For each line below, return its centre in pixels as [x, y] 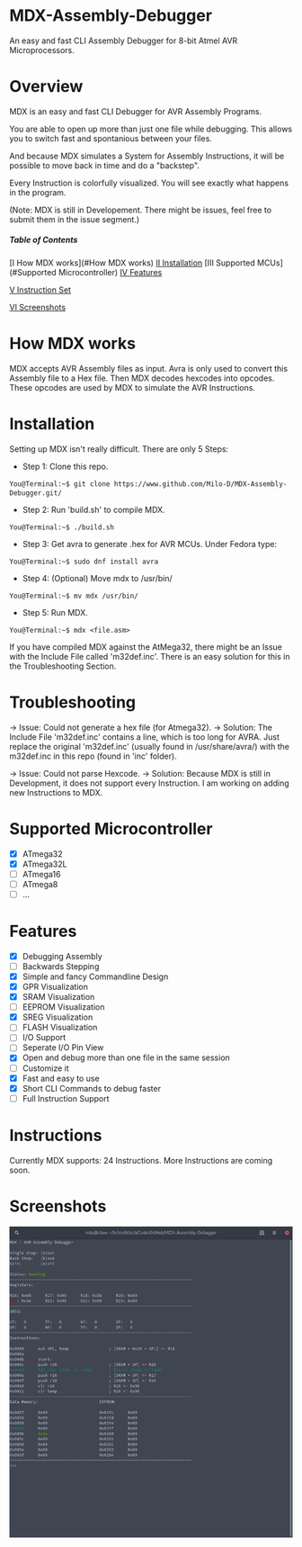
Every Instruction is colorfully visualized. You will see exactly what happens [149, 183]
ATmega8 [40, 884]
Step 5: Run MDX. [55, 612]
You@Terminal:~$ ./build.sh [62, 527]
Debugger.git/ [36, 493]
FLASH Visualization [60, 1028]
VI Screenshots [37, 307]
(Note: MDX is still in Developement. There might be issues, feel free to [141, 210]
